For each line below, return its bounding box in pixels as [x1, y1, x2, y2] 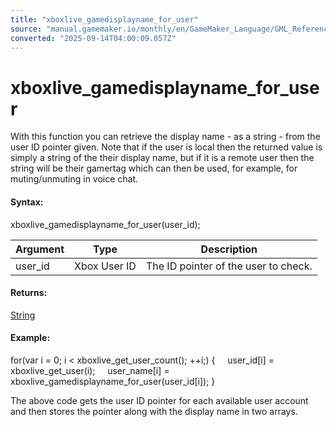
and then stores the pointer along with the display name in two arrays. [10, 405, 298, 417]
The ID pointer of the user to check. [145, 259, 313, 273]
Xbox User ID [74, 259, 137, 273]
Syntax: [10, 196, 44, 208]
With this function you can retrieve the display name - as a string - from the [10, 131, 321, 143]
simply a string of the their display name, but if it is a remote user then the [10, 152, 315, 164]
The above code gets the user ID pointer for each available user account [10, 394, 309, 406]
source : [10, 24, 43, 34]
